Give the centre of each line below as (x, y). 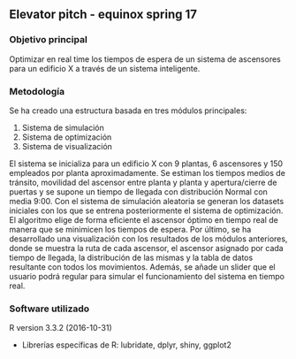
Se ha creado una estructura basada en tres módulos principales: (128, 111)
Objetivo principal (49, 40)
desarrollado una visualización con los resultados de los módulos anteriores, (148, 239)
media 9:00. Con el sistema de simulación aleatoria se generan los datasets (147, 201)
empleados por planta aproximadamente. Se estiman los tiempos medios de (147, 172)
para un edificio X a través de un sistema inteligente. (105, 68)
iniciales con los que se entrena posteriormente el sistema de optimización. (146, 210)
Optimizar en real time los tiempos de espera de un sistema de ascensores (145, 59)
